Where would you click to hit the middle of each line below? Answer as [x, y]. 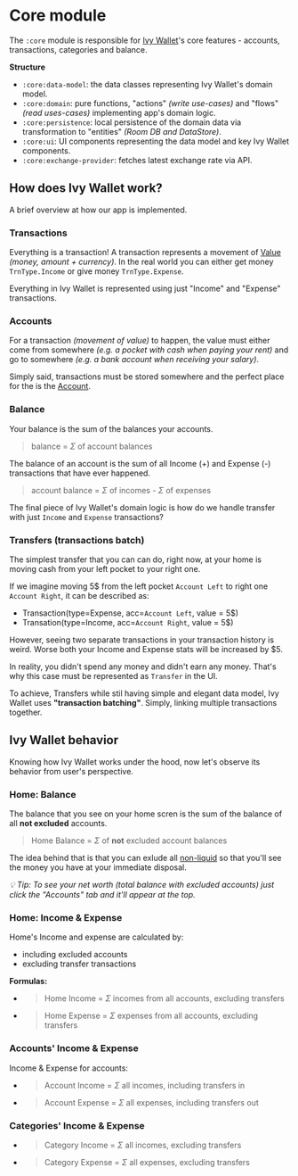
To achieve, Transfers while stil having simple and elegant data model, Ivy [145, 693]
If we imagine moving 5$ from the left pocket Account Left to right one [139, 586]
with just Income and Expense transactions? [87, 517]
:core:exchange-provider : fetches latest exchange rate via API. [137, 160]
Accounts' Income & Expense [74, 1048]
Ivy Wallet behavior [64, 740]
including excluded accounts [75, 955]
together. [26, 712]
